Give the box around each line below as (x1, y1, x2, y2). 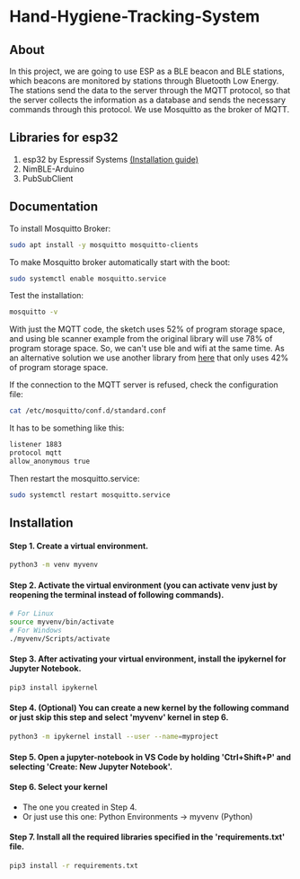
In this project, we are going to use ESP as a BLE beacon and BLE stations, (9, 66, 285, 76)
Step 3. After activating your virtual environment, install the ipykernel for (9, 653, 287, 664)
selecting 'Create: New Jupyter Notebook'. (9, 761, 173, 772)
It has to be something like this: (9, 422, 125, 433)
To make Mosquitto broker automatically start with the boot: (9, 256, 231, 267)
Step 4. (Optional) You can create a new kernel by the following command (9, 703, 289, 714)
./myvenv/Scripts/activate (9, 634, 110, 644)
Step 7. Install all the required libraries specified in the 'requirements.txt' (9, 831, 286, 842)
